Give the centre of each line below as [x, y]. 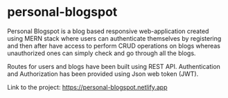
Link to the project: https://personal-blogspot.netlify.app [87, 87]
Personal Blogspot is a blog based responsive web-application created [108, 31]
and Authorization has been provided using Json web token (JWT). [103, 74]
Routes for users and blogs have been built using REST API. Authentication [114, 66]
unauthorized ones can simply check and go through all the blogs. [102, 53]
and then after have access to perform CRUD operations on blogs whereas [114, 46]
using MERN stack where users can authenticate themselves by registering [114, 38]
